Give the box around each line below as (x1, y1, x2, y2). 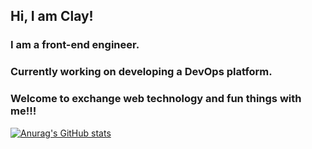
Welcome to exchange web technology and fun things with (10, 92, 302, 106)
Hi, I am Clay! (10, 8, 94, 25)
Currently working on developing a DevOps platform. (10, 65, 273, 79)
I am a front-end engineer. (10, 38, 140, 52)
